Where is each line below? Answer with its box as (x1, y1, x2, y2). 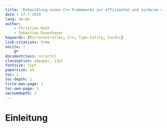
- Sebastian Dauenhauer (14, 30, 64, 35)
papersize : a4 (5, 68, 35, 73)
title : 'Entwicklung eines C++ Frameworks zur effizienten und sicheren (5, 7, 159, 12)
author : (5, 21, 21, 26)
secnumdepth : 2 (5, 91, 37, 96)
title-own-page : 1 (5, 81, 43, 86)
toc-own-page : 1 (5, 86, 39, 91)
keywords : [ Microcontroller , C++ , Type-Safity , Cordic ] (5, 35, 123, 40)
